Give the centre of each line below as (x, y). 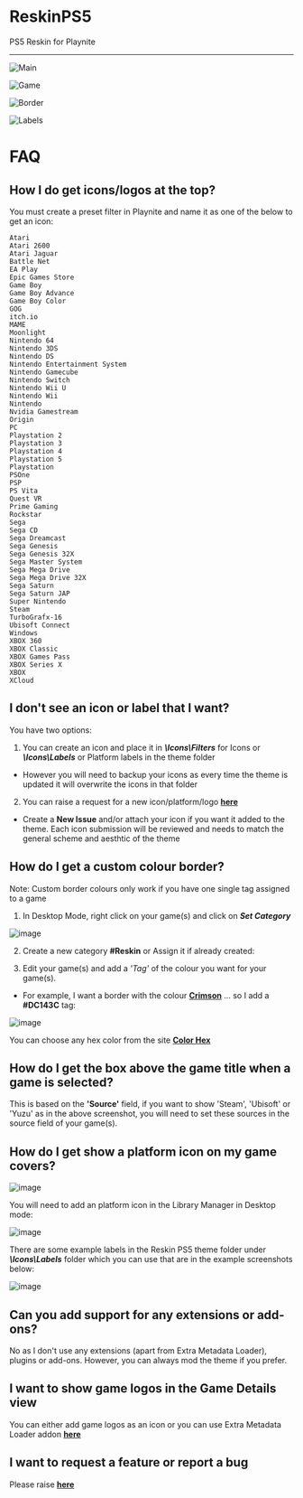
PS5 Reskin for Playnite (53, 42)
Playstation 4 (36, 451)
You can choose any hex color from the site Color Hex (110, 1040)
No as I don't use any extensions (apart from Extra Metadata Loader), (138, 1351)
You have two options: (51, 730)
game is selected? (62, 1082)
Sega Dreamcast (38, 538)
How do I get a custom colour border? (117, 867)
